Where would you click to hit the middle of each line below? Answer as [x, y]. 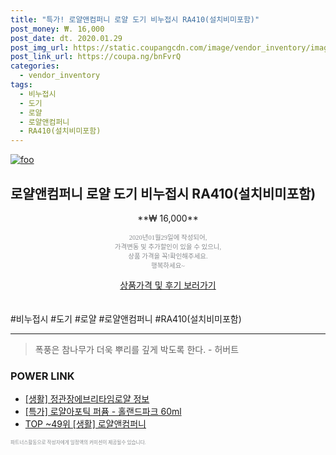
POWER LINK [42, 376]
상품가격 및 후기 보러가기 [168, 285]
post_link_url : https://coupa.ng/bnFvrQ [96, 57]
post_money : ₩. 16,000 [57, 29]
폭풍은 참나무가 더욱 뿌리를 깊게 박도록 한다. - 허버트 [137, 349]
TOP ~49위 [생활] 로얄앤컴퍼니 [85, 424]
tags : [21, 85]
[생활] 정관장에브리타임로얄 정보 [87, 399]
